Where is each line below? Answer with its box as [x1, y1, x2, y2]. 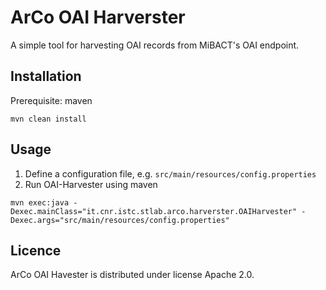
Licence [10, 242, 62, 259]
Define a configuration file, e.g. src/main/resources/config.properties [24, 167, 317, 180]
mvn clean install [10, 114, 87, 124]
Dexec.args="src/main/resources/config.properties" [10, 215, 230, 225]
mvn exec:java [10, 197, 70, 208]
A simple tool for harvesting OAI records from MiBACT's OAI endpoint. [10, 39, 300, 51]
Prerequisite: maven [10, 94, 93, 106]
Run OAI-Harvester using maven [24, 178, 158, 190]
